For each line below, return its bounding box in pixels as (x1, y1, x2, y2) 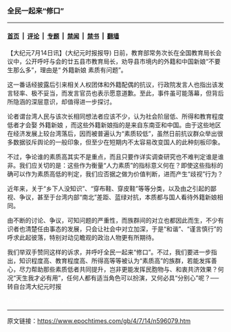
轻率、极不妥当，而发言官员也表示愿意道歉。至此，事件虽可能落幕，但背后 (12, 89, 224, 97)
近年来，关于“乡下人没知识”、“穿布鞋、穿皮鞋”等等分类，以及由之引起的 (7, 184, 211, 192)
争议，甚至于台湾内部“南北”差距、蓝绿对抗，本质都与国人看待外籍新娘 (19, 192, 218, 201)
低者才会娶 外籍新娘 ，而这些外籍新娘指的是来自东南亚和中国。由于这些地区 (7, 120, 221, 129)
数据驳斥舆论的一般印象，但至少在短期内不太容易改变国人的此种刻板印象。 (12, 137, 224, 146)
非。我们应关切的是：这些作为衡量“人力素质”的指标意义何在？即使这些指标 (7, 161, 218, 169)
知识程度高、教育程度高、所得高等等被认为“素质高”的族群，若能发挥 (19, 256, 212, 265)
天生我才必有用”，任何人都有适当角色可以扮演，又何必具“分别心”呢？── (16, 274, 219, 282)
